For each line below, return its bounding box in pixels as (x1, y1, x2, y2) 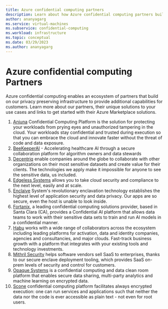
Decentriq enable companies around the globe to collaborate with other (12, 156, 160, 162)
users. (12, 299, 26, 305)
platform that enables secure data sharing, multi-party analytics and (12, 273, 153, 279)
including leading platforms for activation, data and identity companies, (12, 230, 159, 236)
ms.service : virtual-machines (5, 21, 69, 26)
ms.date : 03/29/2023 (5, 40, 49, 45)
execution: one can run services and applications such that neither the (12, 288, 158, 295)
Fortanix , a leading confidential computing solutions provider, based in (12, 203, 158, 210)
